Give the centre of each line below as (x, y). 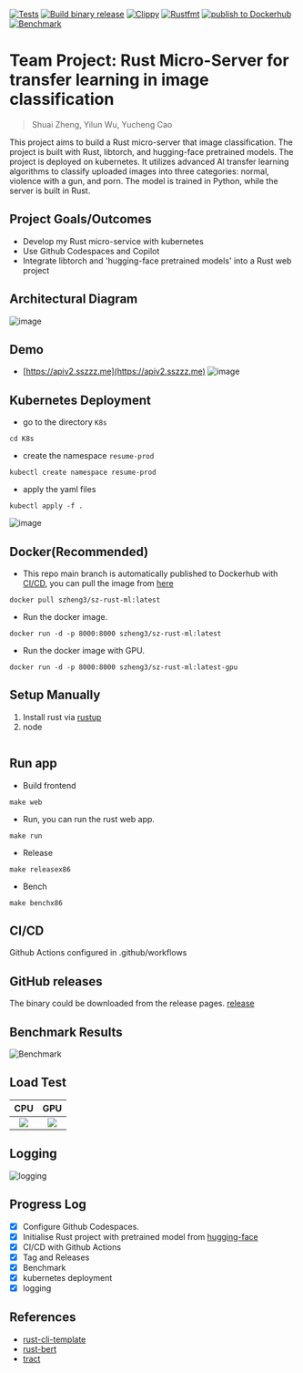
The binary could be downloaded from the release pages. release (132, 1004)
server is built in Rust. (50, 191)
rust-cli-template (54, 1339)
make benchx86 (36, 903)
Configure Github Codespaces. (81, 1226)
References (43, 1317)
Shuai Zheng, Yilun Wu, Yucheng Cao (102, 124)
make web (26, 802)
